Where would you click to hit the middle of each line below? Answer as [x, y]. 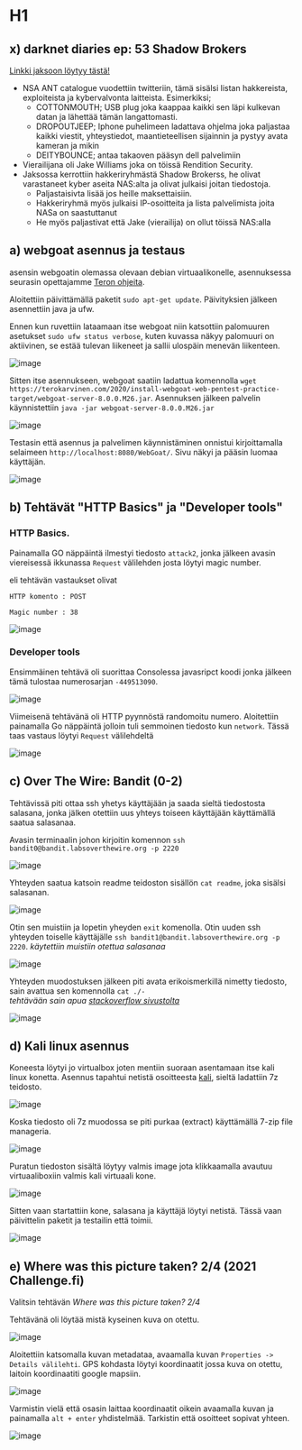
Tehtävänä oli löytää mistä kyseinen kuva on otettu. [105, 1320]
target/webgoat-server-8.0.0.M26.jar [80, 399]
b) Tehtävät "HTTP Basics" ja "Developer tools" [146, 507]
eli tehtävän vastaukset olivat [63, 580]
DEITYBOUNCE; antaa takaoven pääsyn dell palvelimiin [138, 155]
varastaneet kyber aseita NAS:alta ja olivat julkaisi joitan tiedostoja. [146, 184]
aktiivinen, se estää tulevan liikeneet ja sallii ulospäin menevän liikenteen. [145, 345]
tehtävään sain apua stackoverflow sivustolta [95, 1000]
